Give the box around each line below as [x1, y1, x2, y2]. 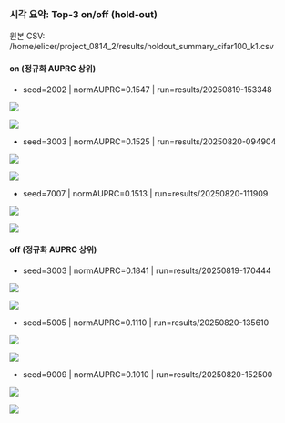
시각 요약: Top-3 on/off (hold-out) [9, 7, 158, 20]
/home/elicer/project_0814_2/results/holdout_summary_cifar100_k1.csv [9, 41, 275, 52]
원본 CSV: [9, 30, 46, 42]
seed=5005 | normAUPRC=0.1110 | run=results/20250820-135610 [22, 317, 270, 328]
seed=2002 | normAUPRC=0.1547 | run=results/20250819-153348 [22, 84, 273, 95]
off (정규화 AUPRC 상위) [9, 244, 97, 255]
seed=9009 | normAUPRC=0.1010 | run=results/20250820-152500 [22, 368, 273, 380]
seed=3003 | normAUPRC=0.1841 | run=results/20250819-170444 [22, 265, 271, 276]
